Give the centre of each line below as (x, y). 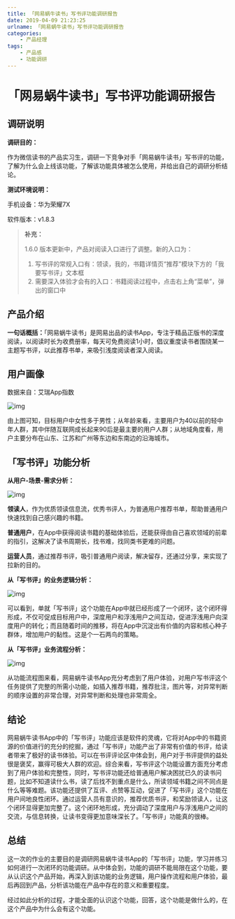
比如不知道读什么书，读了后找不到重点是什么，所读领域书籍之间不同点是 (123, 781)
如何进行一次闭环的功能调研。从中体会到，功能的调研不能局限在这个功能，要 (117, 867)
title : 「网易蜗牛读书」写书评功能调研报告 (63, 14)
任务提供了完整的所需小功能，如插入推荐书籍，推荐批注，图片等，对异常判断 (117, 687)
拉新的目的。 (26, 565)
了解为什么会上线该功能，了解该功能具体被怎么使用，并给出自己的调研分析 (114, 166)
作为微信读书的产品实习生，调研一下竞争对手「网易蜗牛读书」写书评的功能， (117, 157)
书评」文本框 (66, 272)
